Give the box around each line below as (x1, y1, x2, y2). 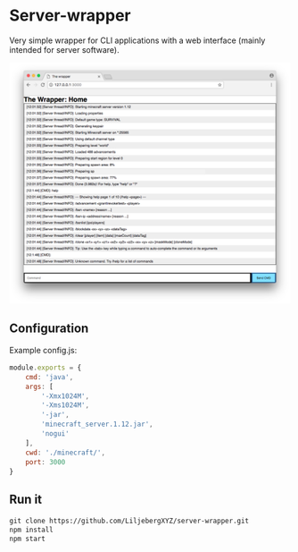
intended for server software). (9, 44, 120, 55)
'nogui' (41, 429, 70, 438)
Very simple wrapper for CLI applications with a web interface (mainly (9, 35, 266, 46)
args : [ (25, 382, 54, 391)
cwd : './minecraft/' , (25, 448, 105, 457)
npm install (9, 525, 54, 535)
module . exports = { (9, 363, 82, 372)
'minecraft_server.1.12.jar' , (41, 420, 153, 429)
